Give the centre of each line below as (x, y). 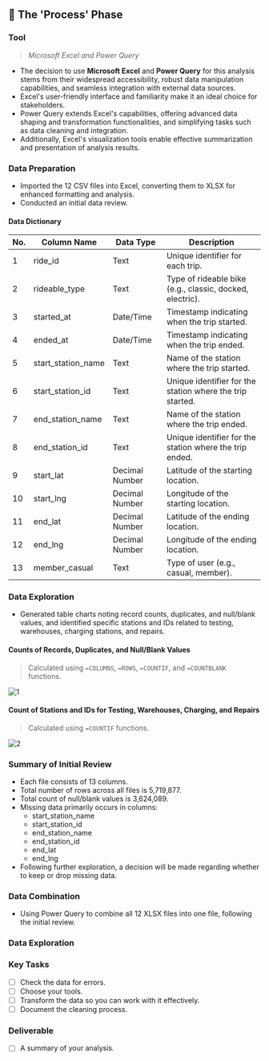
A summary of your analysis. (67, 1048)
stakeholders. (42, 104)
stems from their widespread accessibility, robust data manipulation (132, 79)
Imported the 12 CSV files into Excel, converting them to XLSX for (128, 185)
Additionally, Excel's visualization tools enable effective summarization (136, 139)
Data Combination (44, 896)
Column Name (69, 242)
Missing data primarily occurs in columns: (89, 807)
